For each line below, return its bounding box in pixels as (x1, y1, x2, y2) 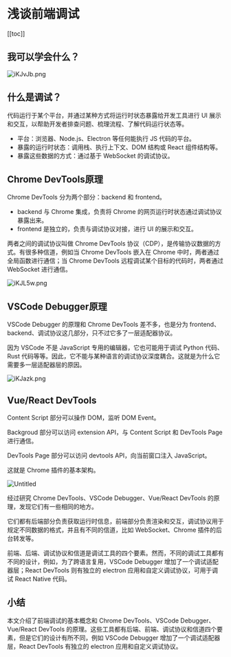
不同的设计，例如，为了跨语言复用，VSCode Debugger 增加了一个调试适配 (7, 558, 219, 566)
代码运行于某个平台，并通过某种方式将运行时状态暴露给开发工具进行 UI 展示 (7, 111, 222, 119)
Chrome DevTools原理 (7, 173, 103, 185)
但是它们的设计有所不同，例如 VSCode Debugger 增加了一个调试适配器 (19, 634, 221, 642)
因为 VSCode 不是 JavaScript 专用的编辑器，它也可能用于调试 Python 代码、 (7, 343, 223, 352)
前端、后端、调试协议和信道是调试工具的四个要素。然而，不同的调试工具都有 (7, 549, 224, 557)
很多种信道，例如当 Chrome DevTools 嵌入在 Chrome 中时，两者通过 (25, 248, 220, 257)
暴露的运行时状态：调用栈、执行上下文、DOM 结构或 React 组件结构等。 (16, 142, 222, 151)
